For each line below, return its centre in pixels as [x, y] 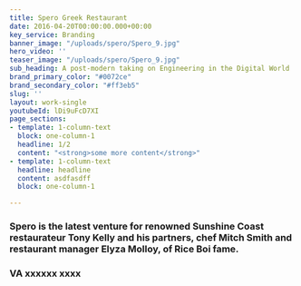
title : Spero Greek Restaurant [68, 18]
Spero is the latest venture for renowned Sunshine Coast [137, 226]
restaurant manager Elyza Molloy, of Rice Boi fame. [124, 249]
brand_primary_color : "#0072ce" [70, 77]
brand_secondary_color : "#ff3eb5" [75, 85]
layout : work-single [49, 102]
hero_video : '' [38, 52]
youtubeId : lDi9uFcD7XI [54, 111]
